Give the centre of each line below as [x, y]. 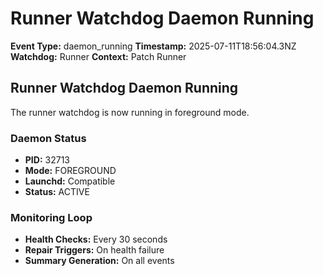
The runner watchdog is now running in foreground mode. [130, 112]
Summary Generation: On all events [99, 261]
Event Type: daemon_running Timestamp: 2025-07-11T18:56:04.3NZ [153, 46]
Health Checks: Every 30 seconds [96, 239]
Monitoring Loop [51, 217]
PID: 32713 [47, 160]
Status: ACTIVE [57, 192]
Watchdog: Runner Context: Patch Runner [98, 56]
